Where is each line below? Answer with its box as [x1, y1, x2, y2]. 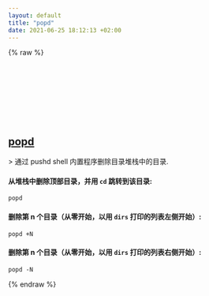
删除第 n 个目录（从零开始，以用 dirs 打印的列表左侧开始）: [8, 212, 202, 221]
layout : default [8, 11, 62, 20]
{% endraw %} [8, 279, 57, 289]
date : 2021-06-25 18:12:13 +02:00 [8, 26, 122, 34]
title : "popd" [8, 19, 55, 27]
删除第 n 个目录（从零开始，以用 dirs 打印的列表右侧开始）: [8, 248, 202, 257]
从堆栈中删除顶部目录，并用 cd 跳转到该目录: [8, 176, 152, 185]
